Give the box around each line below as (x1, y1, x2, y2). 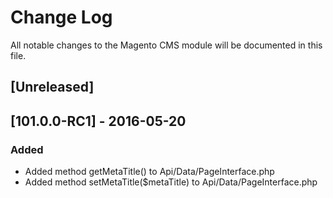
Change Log (10, 6, 113, 29)
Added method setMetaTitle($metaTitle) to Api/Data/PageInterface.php (24, 176, 318, 188)
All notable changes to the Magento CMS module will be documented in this (10, 39, 323, 51)
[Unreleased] (10, 79, 95, 96)
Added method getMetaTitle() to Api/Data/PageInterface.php (24, 166, 275, 178)
